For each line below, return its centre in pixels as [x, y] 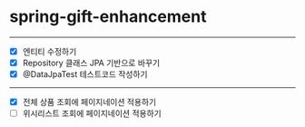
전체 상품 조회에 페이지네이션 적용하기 [89, 103]
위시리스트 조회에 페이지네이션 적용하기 [92, 113]
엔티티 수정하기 [49, 51]
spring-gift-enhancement [108, 17]
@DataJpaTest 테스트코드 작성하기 [85, 74]
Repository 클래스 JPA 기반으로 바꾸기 [91, 63]
